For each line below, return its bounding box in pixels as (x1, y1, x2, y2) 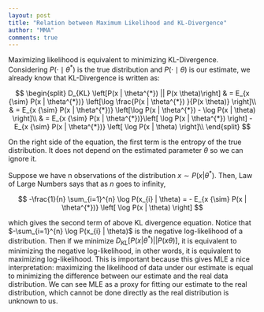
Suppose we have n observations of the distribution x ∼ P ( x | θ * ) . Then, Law (8, 169, 253, 180)
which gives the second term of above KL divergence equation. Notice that (8, 217, 252, 227)
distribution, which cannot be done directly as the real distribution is (8, 288, 229, 298)
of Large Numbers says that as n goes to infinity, (8, 179, 166, 188)
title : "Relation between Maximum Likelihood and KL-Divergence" (8, 19, 227, 27)
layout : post (8, 11, 51, 20)
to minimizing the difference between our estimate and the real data (8, 271, 229, 280)
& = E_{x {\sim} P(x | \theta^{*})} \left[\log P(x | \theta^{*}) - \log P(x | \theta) (9, 105, 256, 114)
